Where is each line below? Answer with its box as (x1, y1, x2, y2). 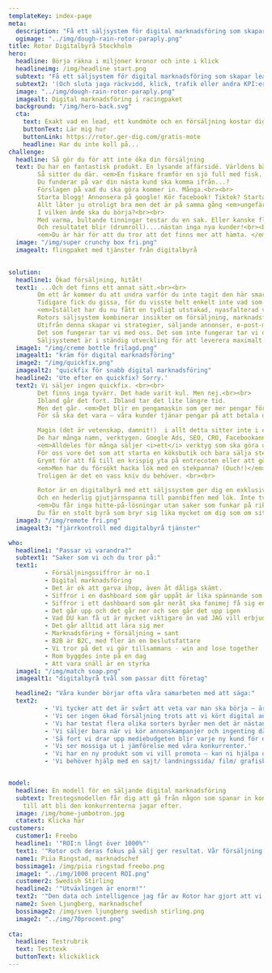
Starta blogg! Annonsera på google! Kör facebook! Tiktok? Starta (37, 192, 266, 201)
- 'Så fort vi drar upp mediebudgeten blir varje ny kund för (44, 734, 259, 743)
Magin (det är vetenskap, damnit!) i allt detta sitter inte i (37, 426, 259, 435)
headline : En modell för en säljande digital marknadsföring (15, 786, 227, 794)
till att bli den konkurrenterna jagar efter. (23, 802, 183, 810)
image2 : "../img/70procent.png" (15, 915, 125, 923)
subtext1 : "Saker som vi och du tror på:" (15, 554, 161, 562)
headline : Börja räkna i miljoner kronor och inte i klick (15, 58, 219, 66)
